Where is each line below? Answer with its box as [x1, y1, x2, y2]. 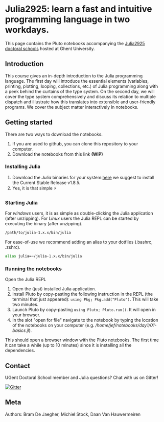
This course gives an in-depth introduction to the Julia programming [5, 72, 143, 79]
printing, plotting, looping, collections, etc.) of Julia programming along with [5, 83, 158, 89]
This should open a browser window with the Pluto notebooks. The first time [5, 337, 159, 343]
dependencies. [5, 348, 35, 353]
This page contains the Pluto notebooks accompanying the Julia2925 [5, 40, 145, 46]
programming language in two [5, 14, 130, 25]
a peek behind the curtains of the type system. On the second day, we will [5, 88, 155, 94]
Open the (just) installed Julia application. [12, 286, 96, 292]
